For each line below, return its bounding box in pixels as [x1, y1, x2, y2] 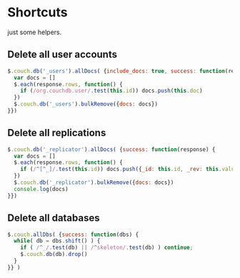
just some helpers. [7, 28, 62, 36]
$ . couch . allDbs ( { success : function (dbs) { [7, 231, 139, 238]
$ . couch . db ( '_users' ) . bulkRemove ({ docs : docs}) [14, 101, 159, 108]
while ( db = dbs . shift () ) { [14, 237, 101, 244]
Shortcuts [7, 4, 68, 21]
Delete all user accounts [7, 48, 118, 61]
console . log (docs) [14, 185, 69, 192]
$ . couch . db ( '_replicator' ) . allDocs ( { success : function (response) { [7, 145, 216, 153]
